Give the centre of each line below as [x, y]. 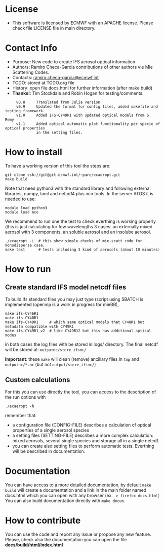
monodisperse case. [25, 245]
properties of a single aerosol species [51, 430]
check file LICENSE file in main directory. [54, 28]
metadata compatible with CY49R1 [40, 326]
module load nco [22, 212]
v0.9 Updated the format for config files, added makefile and [87, 106]
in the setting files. [60, 132]
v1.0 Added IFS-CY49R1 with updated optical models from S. [84, 115]
